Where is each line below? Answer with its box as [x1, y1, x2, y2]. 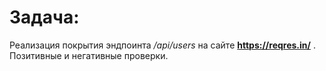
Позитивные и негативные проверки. [9, 49, 169, 61]
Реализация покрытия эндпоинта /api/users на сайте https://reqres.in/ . [9, 39, 316, 51]
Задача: [9, 6, 80, 29]
